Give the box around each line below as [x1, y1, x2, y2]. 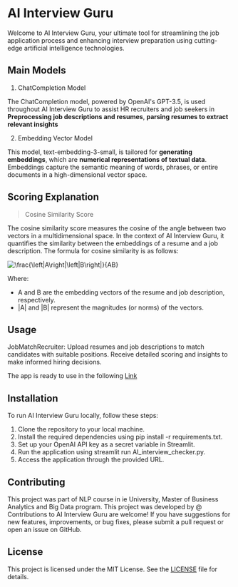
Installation [7, 392, 58, 404]
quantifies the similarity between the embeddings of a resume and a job [7, 239, 219, 247]
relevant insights [7, 120, 58, 128]
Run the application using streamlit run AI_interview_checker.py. [17, 448, 205, 456]
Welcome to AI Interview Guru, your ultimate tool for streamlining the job [7, 29, 219, 37]
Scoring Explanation [7, 191, 100, 203]
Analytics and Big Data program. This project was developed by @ [7, 503, 202, 511]
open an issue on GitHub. [7, 526, 82, 534]
